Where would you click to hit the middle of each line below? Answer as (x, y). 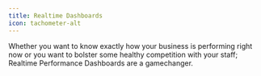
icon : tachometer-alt (45, 23)
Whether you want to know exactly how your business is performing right (130, 46)
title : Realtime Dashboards (56, 16)
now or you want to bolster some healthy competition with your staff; (123, 54)
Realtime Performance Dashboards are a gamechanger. (101, 63)
